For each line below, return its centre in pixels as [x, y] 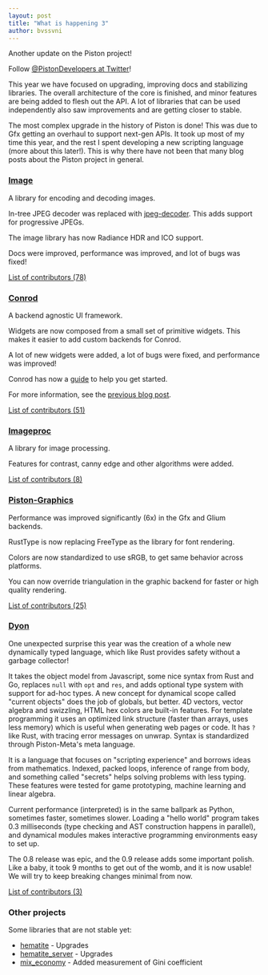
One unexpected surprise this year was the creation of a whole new [120, 643]
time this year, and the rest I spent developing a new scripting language [126, 143]
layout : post [30, 16]
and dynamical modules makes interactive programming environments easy [133, 835]
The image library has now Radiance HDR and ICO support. [106, 237]
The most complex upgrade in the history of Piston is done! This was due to [133, 126]
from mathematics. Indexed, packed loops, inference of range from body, [129, 768]
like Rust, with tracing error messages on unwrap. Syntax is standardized [129, 735]
